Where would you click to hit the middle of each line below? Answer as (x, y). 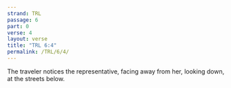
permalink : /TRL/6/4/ (38, 52)
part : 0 (18, 26)
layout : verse (28, 39)
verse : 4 (20, 33)
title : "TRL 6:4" (32, 45)
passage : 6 (23, 20)
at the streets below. (36, 78)
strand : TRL (24, 13)
